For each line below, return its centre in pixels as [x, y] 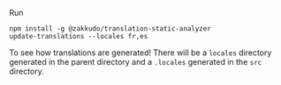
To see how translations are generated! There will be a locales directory [140, 53]
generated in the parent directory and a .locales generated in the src [136, 62]
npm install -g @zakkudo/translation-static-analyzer [110, 29]
